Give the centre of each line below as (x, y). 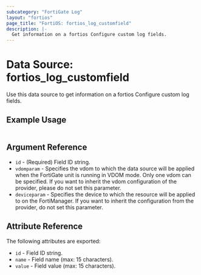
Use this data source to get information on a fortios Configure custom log (98, 94)
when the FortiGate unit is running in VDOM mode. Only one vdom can (103, 175)
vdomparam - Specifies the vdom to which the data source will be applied (105, 169)
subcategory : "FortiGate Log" (45, 12)
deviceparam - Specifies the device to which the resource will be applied (105, 194)
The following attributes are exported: (53, 241)
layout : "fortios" (29, 18)
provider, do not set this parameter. (59, 207)
